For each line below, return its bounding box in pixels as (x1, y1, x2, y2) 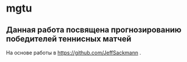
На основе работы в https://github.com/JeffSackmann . (6, 49, 142, 56)
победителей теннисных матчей (6, 34, 132, 43)
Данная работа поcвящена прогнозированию (6, 25, 182, 35)
